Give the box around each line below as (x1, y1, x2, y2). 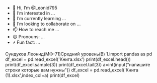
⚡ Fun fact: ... (12, 39, 40, 45)
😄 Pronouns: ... (12, 34, 45, 40)
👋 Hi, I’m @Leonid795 (12, 5, 58, 11)
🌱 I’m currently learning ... (12, 16, 66, 21)
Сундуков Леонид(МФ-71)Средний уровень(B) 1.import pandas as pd (5, 51, 152, 57)
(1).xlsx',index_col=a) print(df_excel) (5, 72, 80, 78)
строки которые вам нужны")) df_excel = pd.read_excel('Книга (5, 67, 138, 73)
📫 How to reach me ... (12, 27, 59, 32)
